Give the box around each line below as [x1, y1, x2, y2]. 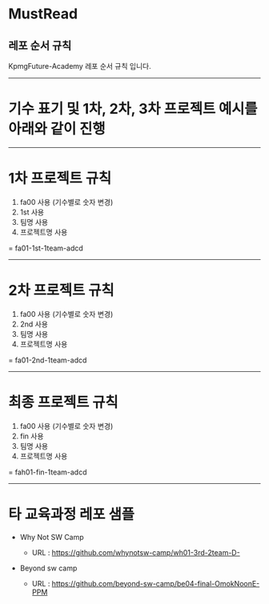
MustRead [8, 5, 78, 23]
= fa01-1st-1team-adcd [8, 243, 84, 253]
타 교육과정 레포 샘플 [8, 505, 134, 523]
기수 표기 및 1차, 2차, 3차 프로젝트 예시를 [8, 100, 258, 118]
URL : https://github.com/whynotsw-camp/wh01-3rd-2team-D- [31, 547, 240, 557]
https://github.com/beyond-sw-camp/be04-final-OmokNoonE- [51, 578, 260, 588]
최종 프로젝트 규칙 [8, 394, 118, 411]
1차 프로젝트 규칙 [8, 170, 112, 188]
